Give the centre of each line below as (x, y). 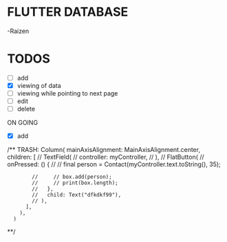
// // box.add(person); (72, 177)
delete (26, 109)
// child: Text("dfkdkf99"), (77, 195)
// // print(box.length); (75, 183)
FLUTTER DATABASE (68, 12)
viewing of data (39, 85)
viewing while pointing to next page (67, 93)
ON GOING (23, 123)
